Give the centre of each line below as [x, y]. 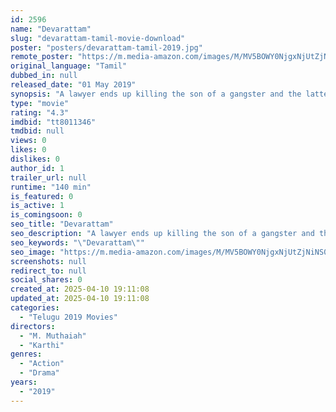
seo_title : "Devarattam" [62, 224]
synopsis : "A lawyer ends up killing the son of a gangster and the [156, 94]
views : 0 [28, 141]
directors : [33, 326]
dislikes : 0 [35, 159]
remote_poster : [42, 57]
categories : [35, 308]
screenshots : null [48, 261]
